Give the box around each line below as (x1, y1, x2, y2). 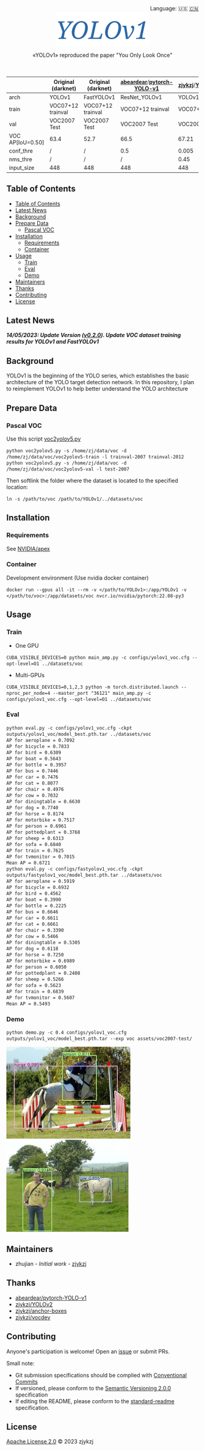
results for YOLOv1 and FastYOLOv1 (6, 338, 99, 346)
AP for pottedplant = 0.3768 (6, 829, 81, 835)
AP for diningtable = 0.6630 (6, 798, 81, 805)
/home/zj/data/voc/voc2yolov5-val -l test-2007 (6, 466, 130, 472)
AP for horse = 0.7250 (6, 952, 64, 958)
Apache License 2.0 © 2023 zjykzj (6, 1438, 93, 1445)
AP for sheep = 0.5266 (6, 976, 64, 982)
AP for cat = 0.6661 (6, 921, 59, 927)
